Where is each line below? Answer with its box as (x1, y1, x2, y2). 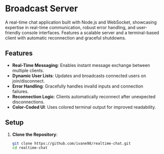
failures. (12, 88, 29, 94)
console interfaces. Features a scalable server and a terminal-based (22, 30, 159, 35)
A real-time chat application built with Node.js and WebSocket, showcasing (5, 19, 157, 25)
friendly (5, 30, 21, 35)
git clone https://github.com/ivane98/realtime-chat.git (12, 141, 131, 146)
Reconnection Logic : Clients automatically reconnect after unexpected (12, 93, 156, 99)
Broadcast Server (5, 3, 78, 14)
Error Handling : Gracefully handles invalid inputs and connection (12, 83, 143, 89)
